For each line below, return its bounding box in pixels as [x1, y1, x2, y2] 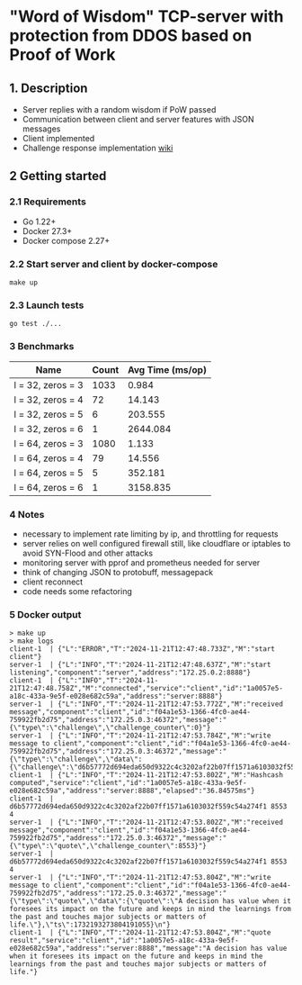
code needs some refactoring [22, 585, 133, 596]
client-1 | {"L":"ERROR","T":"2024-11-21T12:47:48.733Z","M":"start [9, 645, 276, 654]
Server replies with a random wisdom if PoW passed [22, 104, 217, 114]
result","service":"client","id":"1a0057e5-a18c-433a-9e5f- [9, 936, 240, 945]
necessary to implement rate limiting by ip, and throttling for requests [22, 529, 279, 539]
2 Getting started [9, 168, 107, 184]
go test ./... [9, 320, 63, 329]
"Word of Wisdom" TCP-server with [9, 6, 284, 27]
